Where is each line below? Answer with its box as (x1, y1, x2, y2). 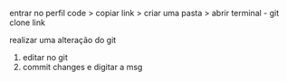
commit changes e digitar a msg (22, 62, 143, 72)
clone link (9, 17, 45, 28)
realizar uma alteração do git (9, 35, 117, 45)
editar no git (22, 52, 68, 62)
